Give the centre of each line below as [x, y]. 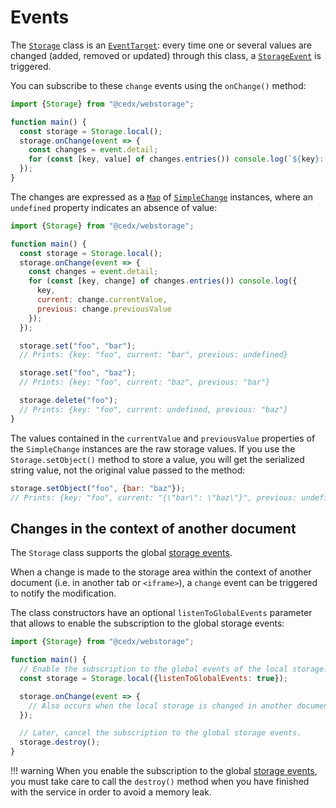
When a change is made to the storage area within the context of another [161, 572]
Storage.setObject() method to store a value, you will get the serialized [157, 459]
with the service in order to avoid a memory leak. [111, 792]
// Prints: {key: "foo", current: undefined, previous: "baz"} [153, 409]
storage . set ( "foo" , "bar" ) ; [78, 346]
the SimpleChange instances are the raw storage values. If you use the [153, 448]
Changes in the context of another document [153, 528]
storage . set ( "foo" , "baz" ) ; [78, 373]
